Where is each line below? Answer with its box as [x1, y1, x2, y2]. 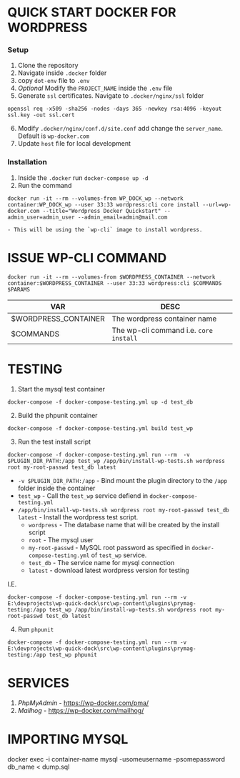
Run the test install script [17, 437, 91, 446]
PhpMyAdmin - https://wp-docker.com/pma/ [17, 698, 149, 707]
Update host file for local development [17, 139, 131, 148]
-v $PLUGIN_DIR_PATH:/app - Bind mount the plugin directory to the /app [17, 476, 228, 484]
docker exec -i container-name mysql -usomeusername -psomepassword [7, 754, 226, 763]
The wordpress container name [111, 314, 217, 324]
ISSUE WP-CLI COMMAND [7, 249, 167, 266]
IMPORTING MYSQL [7, 731, 129, 747]
